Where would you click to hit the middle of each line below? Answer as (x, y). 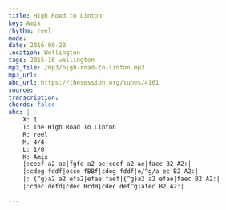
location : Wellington (44, 53)
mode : (17, 38)
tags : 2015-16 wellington (51, 61)
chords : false (32, 105)
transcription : (34, 97)
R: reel (35, 134)
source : (21, 90)
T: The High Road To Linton (69, 127)
